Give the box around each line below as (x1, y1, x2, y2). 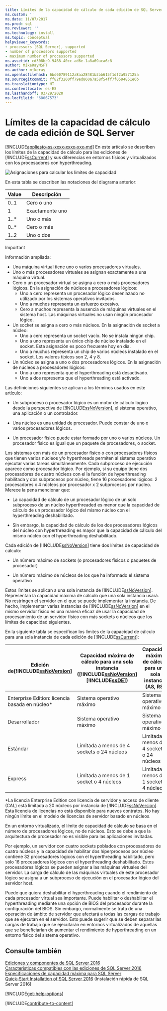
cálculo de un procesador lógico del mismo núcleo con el (12, 507, 130, 513)
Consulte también (5, 947, 62, 955)
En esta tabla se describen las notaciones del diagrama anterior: (5, 179, 137, 185)
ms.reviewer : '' (5, 26, 39, 31)
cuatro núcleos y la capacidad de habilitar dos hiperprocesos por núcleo (5, 848, 154, 854)
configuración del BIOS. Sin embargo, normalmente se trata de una (5, 906, 143, 912)
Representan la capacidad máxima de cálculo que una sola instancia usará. (5, 593, 159, 599)
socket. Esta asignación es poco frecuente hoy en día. (19, 343, 131, 349)
